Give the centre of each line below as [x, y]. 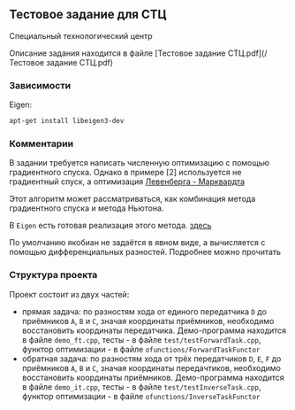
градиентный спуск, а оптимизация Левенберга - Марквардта [127, 182]
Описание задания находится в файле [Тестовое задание [118, 53]
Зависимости [40, 85]
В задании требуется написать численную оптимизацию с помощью [140, 163]
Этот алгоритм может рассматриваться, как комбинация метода [132, 199]
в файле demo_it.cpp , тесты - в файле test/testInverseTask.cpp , [141, 387]
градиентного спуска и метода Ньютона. [87, 208]
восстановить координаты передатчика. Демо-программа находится [154, 330]
